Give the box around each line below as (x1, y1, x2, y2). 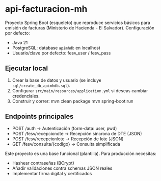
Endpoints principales (5, 112, 74, 121)
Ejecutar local (5, 64, 48, 73)
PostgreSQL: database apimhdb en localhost (12, 45, 101, 51)
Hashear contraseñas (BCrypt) (12, 160, 75, 166)
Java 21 (12, 39, 28, 45)
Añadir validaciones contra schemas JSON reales (12, 165, 113, 171)
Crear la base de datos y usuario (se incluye (12, 77, 102, 83)
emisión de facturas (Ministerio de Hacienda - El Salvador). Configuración (5, 25, 155, 30)
